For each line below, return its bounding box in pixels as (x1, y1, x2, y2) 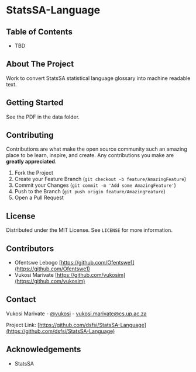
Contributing (6, 130, 54, 140)
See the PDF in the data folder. (6, 113, 80, 120)
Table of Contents (6, 27, 73, 37)
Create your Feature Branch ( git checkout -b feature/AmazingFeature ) (14, 176, 187, 183)
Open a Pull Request (14, 194, 64, 201)
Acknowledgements (6, 345, 81, 354)
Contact (6, 294, 36, 304)
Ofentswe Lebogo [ (14, 259, 61, 266)
